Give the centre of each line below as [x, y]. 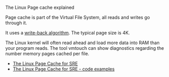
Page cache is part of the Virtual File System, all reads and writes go [78, 17]
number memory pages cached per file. [47, 54]
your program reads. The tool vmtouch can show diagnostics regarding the [85, 48]
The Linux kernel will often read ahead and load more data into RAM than [82, 43]
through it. [16, 23]
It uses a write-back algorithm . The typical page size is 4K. [68, 33]
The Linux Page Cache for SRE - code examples [63, 69]
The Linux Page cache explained [40, 7]
